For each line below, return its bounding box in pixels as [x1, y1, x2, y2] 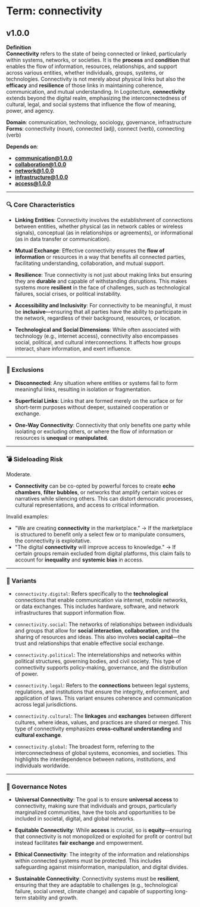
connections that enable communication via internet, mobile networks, [14, 597, 188, 604]
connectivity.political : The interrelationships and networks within [14, 652, 182, 659]
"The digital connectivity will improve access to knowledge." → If [14, 543, 176, 550]
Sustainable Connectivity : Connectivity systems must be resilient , [14, 875, 180, 883]
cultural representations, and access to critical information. [14, 501, 160, 508]
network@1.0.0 [14, 167, 54, 174]
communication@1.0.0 [14, 155, 73, 162]
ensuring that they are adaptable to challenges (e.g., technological [14, 881, 178, 889]
